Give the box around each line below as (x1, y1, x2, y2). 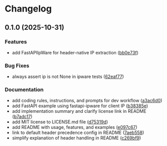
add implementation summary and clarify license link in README (12, 108, 147, 114)
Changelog (5, 3, 52, 15)
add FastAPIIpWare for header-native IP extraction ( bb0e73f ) (12, 49, 139, 55)
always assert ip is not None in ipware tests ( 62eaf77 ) (12, 74, 124, 80)
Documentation (5, 86, 44, 93)
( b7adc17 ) (12, 114, 33, 120)
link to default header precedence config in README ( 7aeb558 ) (12, 129, 144, 136)
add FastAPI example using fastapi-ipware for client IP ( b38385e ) (12, 103, 148, 109)
